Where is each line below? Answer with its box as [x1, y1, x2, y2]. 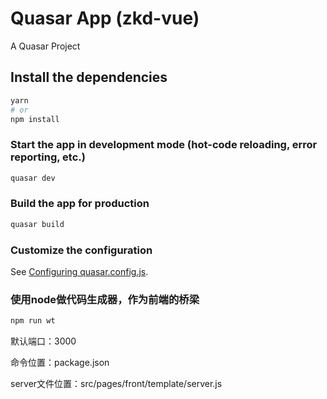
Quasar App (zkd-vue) [10, 7, 200, 30]
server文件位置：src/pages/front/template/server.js [10, 378, 223, 390]
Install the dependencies [10, 69, 168, 86]
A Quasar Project [10, 40, 81, 52]
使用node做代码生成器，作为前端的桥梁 [10, 292, 200, 306]
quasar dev [10, 173, 56, 183]
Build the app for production [10, 197, 150, 211]
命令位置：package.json [10, 357, 110, 369]
